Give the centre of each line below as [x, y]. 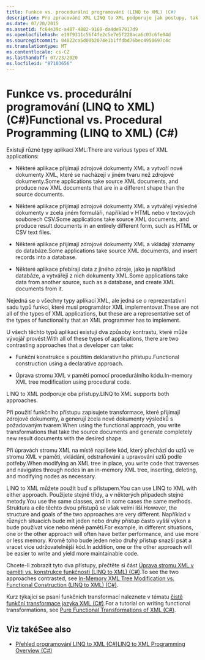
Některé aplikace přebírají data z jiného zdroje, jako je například [95, 269]
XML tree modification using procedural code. [73, 382]
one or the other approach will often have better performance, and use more [102, 534]
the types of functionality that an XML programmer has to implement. [94, 320]
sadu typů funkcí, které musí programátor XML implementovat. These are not [102, 307]
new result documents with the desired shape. [65, 438]
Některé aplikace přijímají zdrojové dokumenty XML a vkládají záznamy [105, 244]
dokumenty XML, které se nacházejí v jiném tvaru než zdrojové [95, 175]
